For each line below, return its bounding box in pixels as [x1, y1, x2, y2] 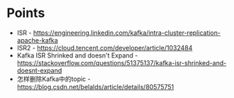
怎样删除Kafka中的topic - [16, 75, 91, 83]
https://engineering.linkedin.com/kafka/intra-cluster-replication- [33, 28, 221, 37]
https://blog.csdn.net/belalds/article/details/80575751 [16, 82, 174, 91]
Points [6, 5, 45, 21]
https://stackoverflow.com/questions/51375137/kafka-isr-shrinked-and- [16, 58, 227, 67]
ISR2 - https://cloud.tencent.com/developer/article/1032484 [16, 43, 193, 52]
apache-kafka [16, 36, 58, 44]
